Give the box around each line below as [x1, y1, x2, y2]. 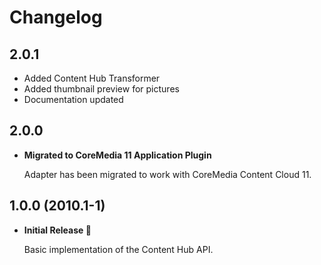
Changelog [9, 6, 103, 29]
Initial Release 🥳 [23, 224, 92, 236]
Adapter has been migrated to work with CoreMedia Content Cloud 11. [23, 168, 312, 180]
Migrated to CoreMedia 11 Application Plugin [23, 149, 212, 161]
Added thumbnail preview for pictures [23, 83, 180, 95]
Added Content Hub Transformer [23, 72, 161, 84]
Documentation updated [23, 94, 124, 105]
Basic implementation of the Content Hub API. [23, 243, 214, 255]
